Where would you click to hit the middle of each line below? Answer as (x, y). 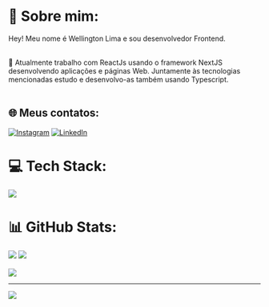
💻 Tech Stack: (58, 166)
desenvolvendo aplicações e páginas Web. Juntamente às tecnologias (124, 70)
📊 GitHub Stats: (63, 227)
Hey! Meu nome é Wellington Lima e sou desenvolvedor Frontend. (117, 38)
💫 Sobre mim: (54, 16)
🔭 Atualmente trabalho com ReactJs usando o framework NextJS (115, 62)
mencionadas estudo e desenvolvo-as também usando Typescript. (118, 79)
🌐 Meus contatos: (54, 113)
